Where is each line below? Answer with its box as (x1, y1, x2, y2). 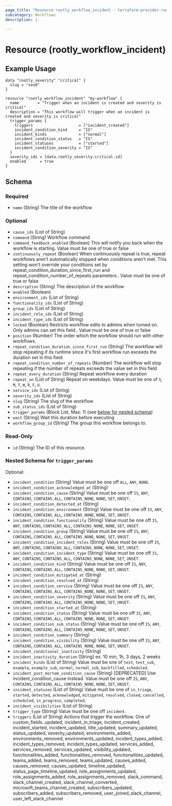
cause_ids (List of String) (12, 229, 66, 235)
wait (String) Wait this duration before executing (12, 415, 115, 421)
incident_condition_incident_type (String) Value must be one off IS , (12, 550, 159, 556)
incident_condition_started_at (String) (12, 604, 97, 610)
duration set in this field (12, 354, 63, 361)
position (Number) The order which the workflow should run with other (12, 332, 164, 339)
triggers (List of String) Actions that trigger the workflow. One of (12, 714, 150, 720)
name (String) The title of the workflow (12, 204, 92, 211)
